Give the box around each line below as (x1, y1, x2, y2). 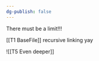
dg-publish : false (6, 8, 52, 15)
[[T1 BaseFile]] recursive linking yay (6, 36, 94, 43)
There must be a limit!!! (6, 25, 62, 32)
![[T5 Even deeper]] (6, 48, 55, 55)
